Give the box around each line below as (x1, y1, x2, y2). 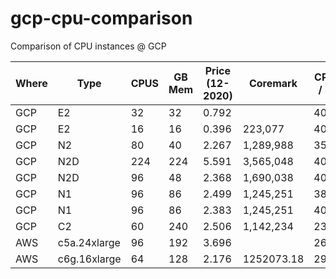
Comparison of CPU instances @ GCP (10, 40, 167, 52)
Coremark (248, 76, 298, 90)
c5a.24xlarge (57, 235, 121, 249)
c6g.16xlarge (57, 252, 122, 266)
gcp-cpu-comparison (10, 7, 193, 30)
